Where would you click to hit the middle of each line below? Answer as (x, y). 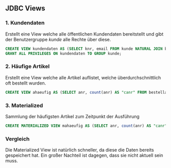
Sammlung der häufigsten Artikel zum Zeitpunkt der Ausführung (73, 116)
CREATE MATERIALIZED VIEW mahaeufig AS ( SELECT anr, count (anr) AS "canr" (86, 126)
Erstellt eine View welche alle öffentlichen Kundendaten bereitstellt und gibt (84, 34)
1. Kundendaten (25, 23)
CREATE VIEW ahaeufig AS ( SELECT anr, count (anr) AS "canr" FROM (76, 92)
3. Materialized (24, 105)
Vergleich (17, 138)
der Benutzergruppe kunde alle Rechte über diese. (58, 39)
